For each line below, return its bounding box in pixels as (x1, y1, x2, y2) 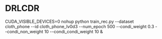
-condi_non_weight (5, 29, 44, 34)
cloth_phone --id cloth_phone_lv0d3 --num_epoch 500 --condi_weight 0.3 (5, 23, 154, 29)
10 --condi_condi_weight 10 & (44, 29, 103, 34)
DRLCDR (5, 3, 40, 14)
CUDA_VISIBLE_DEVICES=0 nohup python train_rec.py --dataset (5, 19, 134, 24)
